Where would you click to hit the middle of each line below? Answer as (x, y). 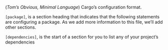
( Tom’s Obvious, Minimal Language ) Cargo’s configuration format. (73, 7)
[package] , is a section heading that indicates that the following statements (82, 17)
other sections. (21, 27)
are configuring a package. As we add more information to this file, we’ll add (84, 22)
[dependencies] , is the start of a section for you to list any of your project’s (82, 37)
